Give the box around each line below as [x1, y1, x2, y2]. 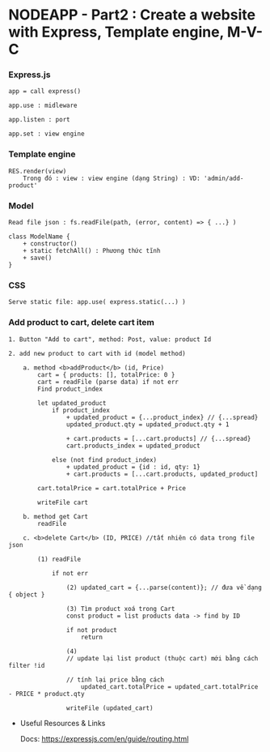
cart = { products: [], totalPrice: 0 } [37, 370, 175, 378]
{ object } [8, 590, 45, 599]
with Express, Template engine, [8, 23, 225, 41]
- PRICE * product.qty [8, 690, 85, 698]
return [80, 633, 103, 641]
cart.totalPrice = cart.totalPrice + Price [37, 484, 186, 492]
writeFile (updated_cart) [65, 703, 154, 712]
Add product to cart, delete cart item [8, 317, 155, 328]
